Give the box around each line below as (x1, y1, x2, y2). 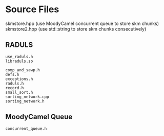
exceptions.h (5, 76, 33, 81)
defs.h (5, 72, 19, 77)
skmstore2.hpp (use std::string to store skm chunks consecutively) (5, 25, 147, 32)
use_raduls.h (5, 54, 33, 59)
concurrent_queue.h (5, 126, 47, 131)
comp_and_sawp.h (5, 67, 40, 72)
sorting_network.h (5, 98, 45, 104)
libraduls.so (5, 59, 33, 64)
